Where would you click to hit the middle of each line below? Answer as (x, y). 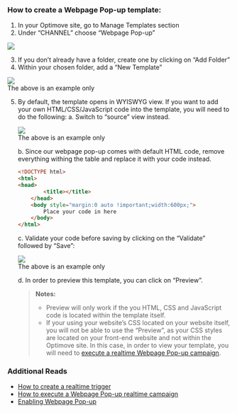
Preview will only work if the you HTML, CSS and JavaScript (134, 308)
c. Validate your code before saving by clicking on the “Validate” (111, 238)
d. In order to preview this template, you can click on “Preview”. (110, 281)
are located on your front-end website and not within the (128, 338)
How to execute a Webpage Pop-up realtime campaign (98, 394)
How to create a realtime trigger (64, 387)
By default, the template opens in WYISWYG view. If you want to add (118, 102)
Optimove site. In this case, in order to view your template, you (137, 346)
